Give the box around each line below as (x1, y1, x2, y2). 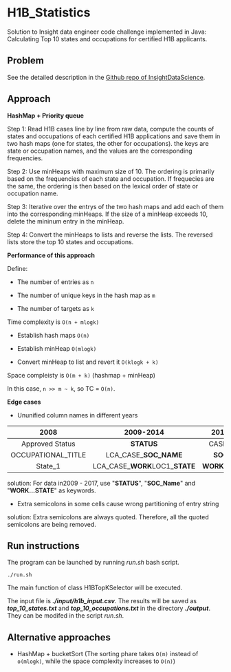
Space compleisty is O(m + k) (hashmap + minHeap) (7, 371, 156, 379)
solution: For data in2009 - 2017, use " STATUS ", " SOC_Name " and (7, 479, 196, 487)
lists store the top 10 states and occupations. (7, 237, 134, 246)
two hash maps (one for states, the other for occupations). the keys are (7, 139, 209, 147)
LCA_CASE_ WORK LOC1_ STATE (92, 461, 196, 470)
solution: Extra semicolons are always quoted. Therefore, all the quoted (7, 512, 209, 521)
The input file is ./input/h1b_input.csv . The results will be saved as (7, 597, 197, 605)
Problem (7, 55, 45, 67)
